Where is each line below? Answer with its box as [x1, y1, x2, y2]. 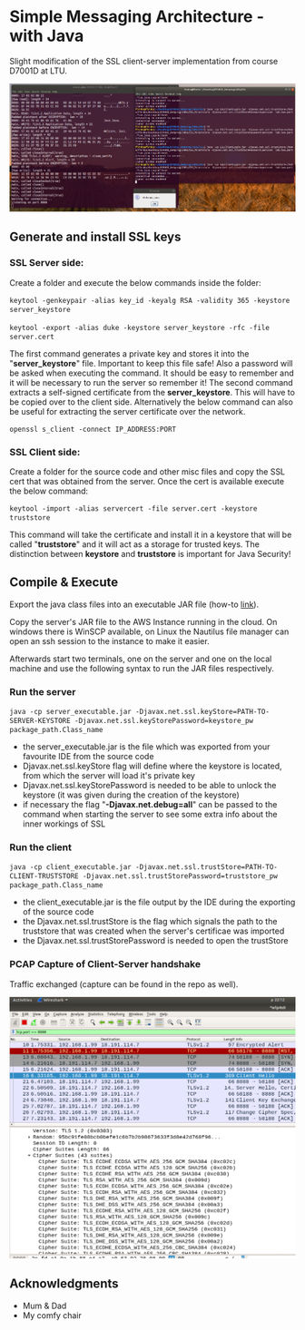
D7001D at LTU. [9, 65, 68, 76]
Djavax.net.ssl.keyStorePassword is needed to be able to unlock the [22, 780, 277, 791]
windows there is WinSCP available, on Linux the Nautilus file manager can [9, 626, 290, 637]
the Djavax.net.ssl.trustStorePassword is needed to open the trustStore [22, 935, 289, 946]
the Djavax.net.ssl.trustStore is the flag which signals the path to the [22, 916, 278, 927]
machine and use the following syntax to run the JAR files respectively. [9, 662, 274, 673]
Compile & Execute [9, 574, 119, 591]
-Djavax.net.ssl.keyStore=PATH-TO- [134, 708, 271, 717]
